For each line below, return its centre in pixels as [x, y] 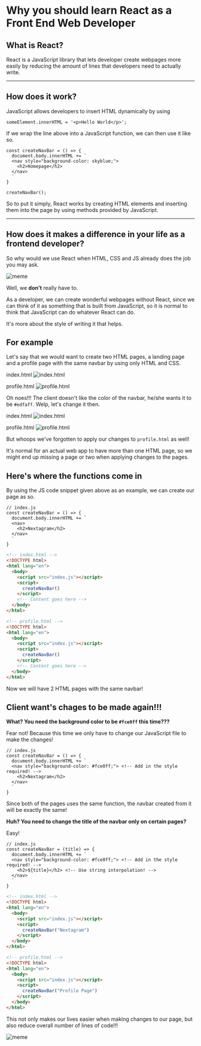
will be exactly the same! [37, 810]
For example [30, 343]
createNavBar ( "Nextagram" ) [56, 930]
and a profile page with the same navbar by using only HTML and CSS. [94, 363]
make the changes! [30, 739]
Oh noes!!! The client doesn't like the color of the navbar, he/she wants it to [99, 398]
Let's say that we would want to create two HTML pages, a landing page [95, 357]
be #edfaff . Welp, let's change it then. [53, 404]
